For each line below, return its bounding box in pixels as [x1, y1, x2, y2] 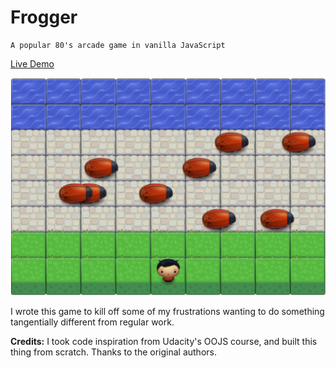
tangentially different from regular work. [10, 316, 175, 328]
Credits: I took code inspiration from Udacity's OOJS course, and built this [10, 335, 318, 347]
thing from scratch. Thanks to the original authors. [10, 346, 217, 358]
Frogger [10, 6, 78, 29]
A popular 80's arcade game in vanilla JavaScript [10, 40, 226, 50]
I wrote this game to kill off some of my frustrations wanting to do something [10, 305, 325, 317]
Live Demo [10, 57, 55, 70]
